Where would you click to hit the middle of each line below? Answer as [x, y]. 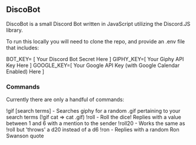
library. [15, 30]
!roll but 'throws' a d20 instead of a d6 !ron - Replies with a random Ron [93, 130]
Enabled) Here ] [25, 71]
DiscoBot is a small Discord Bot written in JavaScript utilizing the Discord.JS [98, 23]
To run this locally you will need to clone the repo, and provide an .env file [96, 41]
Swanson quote [25, 136]
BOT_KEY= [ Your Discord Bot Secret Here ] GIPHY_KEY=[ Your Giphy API [95, 59]
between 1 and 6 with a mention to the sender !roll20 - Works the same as [96, 123]
